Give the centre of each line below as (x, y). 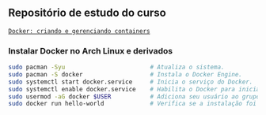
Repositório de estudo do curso (87, 13)
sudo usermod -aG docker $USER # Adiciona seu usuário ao (123, 96)
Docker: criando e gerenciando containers (79, 31)
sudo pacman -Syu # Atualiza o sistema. (116, 67)
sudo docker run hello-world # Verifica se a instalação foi (133, 104)
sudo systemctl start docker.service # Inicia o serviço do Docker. (131, 82)
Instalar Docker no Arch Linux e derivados (91, 50)
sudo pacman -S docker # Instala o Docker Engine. (125, 74)
